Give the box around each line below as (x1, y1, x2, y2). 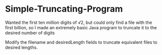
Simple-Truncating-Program (5, 3, 123, 15)
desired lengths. (5, 44, 38, 50)
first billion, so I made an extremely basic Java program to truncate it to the (5, 24, 157, 30)
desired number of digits (5, 30, 55, 36)
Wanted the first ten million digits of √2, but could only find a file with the (5, 19, 152, 25)
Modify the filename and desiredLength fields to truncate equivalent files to (5, 39, 158, 45)
